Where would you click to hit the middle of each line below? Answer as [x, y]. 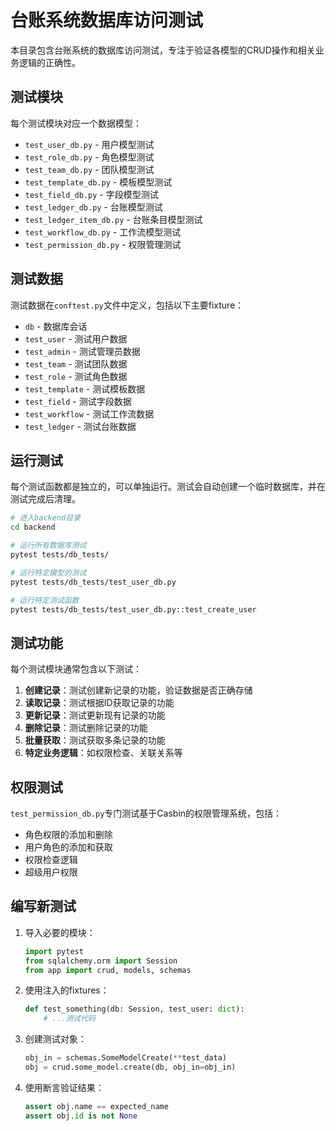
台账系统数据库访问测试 [107, 20]
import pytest [54, 951]
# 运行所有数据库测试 [48, 546]
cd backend [33, 527]
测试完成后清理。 [45, 499]
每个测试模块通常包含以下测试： [76, 669]
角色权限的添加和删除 [68, 834]
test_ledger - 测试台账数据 [80, 426]
